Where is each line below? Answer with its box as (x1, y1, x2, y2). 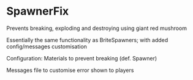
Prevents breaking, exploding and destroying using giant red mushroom (6, 24, 187, 32)
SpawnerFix (6, 4, 69, 18)
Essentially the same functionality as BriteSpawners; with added (6, 36, 168, 43)
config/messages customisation (6, 43, 88, 50)
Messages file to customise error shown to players (6, 66, 134, 74)
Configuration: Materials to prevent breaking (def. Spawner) (6, 54, 157, 62)
